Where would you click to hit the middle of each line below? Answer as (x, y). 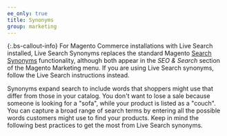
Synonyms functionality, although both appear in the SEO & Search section (114, 61)
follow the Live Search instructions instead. (68, 75)
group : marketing (32, 26)
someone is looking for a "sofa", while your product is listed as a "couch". (111, 104)
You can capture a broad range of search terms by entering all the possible (114, 110)
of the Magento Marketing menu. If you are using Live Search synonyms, (110, 68)
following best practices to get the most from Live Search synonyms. (105, 126)
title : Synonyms (30, 20)
